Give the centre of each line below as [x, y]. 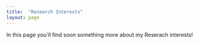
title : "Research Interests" [45, 12]
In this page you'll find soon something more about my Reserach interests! [100, 34]
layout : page [23, 17]
